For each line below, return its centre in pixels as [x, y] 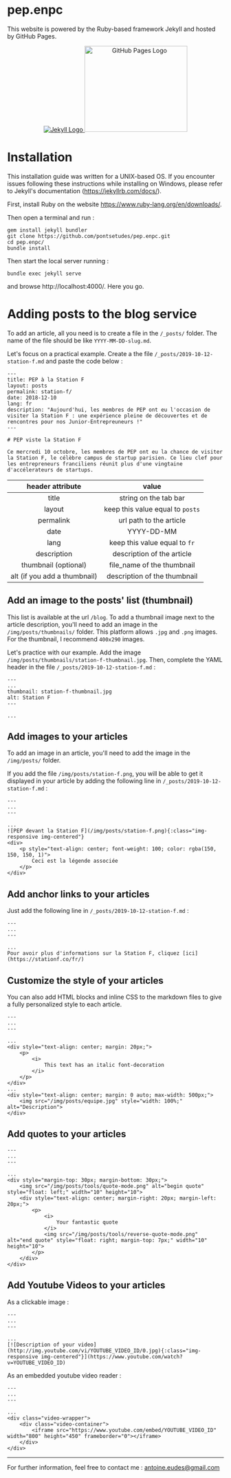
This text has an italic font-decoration [104, 1065]
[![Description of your [41, 1345]
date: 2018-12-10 [32, 397]
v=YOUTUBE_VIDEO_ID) [37, 1363]
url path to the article [152, 520]
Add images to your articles [68, 737]
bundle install [29, 248]
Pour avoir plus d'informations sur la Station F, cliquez [93, 953]
